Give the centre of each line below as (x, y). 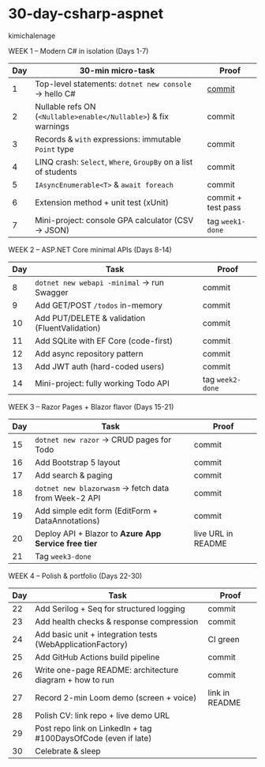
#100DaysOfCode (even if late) (93, 738)
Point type (55, 149)
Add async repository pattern (89, 353)
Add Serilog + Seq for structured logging (110, 608)
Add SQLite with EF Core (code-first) (104, 341)
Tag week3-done (63, 556)
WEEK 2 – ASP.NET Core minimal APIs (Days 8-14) (90, 249)
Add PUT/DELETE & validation (90, 318)
